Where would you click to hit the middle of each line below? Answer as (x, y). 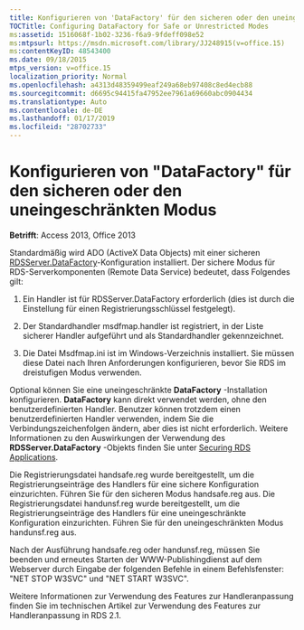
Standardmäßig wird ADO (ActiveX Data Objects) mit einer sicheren (135, 252)
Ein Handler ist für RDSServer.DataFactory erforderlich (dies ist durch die (158, 298)
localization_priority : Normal (68, 77)
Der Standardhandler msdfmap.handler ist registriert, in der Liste (143, 325)
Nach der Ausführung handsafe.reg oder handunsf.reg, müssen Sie (135, 550)
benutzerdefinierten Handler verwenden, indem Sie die (112, 418)
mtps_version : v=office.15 (60, 69)
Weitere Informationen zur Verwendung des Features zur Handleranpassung (152, 596)
